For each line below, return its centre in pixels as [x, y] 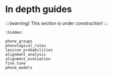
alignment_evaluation [28, 59]
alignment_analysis [26, 54]
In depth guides [39, 9]
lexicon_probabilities [29, 50]
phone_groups [19, 41]
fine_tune [16, 63]
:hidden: [14, 32]
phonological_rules [26, 46]
